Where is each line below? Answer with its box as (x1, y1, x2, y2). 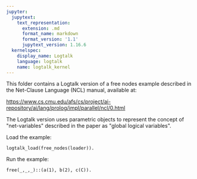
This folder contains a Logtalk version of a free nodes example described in (6, 80, 192, 87)
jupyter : (6, 8, 28, 15)
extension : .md (21, 25, 60, 32)
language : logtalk (17, 58, 62, 64)
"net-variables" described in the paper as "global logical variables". (6, 123, 171, 130)
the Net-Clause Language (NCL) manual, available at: (6, 87, 137, 94)
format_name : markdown (21, 31, 79, 37)
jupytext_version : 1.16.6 (21, 42, 86, 48)
